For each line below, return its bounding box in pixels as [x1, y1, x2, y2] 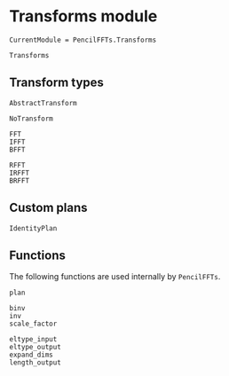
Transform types [9, 75, 105, 90]
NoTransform [9, 114, 53, 123]
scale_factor [9, 319, 58, 329]
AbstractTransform [9, 98, 77, 107]
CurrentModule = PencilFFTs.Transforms [9, 35, 157, 44]
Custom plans [9, 200, 88, 215]
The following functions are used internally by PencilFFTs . [9, 271, 221, 282]
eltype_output [9, 343, 62, 352]
